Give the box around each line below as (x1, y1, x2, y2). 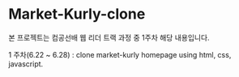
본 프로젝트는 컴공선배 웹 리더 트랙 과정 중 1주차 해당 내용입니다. (8, 32, 210, 42)
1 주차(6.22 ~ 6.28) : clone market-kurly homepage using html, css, (8, 49, 232, 59)
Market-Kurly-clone (8, 5, 146, 24)
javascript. (8, 58, 44, 69)
